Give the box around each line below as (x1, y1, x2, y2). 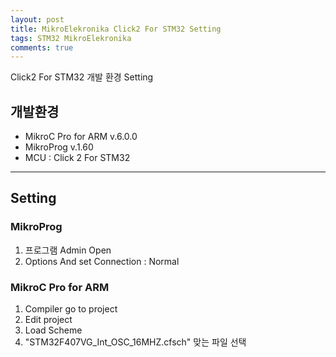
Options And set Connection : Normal (24, 255, 180, 267)
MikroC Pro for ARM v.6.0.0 (24, 131, 138, 143)
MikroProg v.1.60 (24, 141, 94, 153)
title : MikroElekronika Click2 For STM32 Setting (10, 24, 222, 34)
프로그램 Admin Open (24, 244, 112, 256)
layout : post (10, 14, 65, 25)
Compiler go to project (24, 303, 118, 315)
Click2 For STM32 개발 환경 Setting (10, 71, 154, 83)
